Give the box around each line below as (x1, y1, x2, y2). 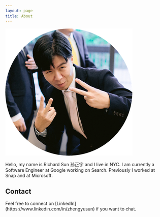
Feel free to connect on (5, 201, 54, 207)
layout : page (5, 8, 33, 13)
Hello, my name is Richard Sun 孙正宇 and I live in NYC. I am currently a (5, 161, 155, 167)
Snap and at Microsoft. (5, 172, 53, 178)
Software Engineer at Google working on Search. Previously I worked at (5, 167, 155, 173)
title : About (5, 13, 33, 19)
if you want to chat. (95, 206, 136, 212)
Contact (5, 187, 31, 196)
